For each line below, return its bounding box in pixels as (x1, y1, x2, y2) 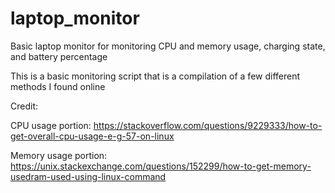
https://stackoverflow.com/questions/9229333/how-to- (93, 119, 323, 131)
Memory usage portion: (10, 149, 108, 161)
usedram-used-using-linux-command (10, 170, 167, 182)
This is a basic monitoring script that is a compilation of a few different (10, 70, 301, 82)
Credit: (10, 100, 39, 112)
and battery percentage (10, 50, 108, 62)
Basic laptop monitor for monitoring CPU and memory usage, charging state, (10, 40, 326, 52)
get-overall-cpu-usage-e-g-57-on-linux (10, 130, 175, 142)
